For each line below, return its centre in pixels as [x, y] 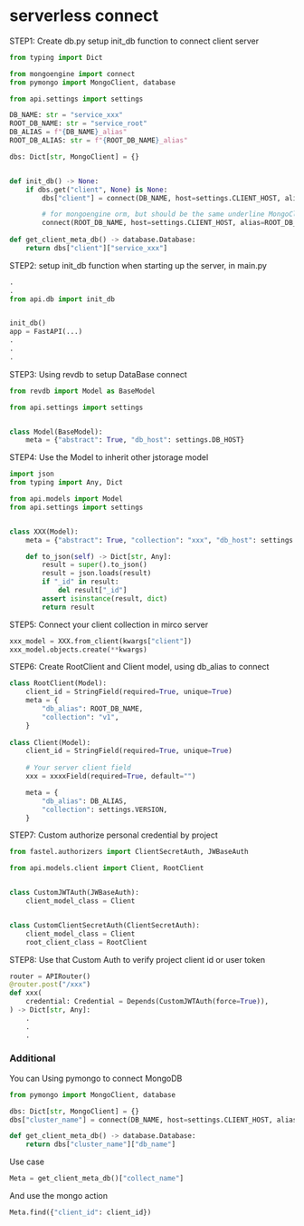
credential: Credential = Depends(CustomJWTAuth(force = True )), [147, 1002]
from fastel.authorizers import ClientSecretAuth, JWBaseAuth [129, 852]
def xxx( [26, 993]
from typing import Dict [56, 57]
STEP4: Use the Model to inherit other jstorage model [109, 457]
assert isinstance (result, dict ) [105, 598]
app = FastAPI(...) [46, 332]
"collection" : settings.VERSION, [105, 809]
